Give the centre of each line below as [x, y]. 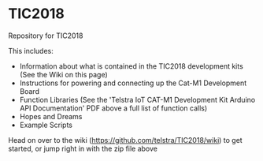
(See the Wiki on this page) [63, 74]
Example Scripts [46, 125]
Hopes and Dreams [51, 116]
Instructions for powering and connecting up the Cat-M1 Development [133, 83]
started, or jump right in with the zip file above [83, 148]
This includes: [31, 51]
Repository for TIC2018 [46, 36]
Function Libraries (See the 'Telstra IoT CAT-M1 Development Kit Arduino [137, 99]
